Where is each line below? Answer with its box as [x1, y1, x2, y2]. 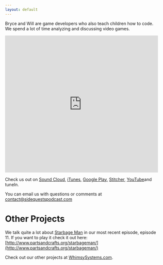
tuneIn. [5, 181, 19, 188]
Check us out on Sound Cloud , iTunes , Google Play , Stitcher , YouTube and [5, 176, 152, 182]
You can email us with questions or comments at [5, 191, 102, 197]
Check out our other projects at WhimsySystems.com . [5, 254, 113, 260]
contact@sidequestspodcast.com [5, 196, 73, 202]
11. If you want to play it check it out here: [5, 234, 88, 240]
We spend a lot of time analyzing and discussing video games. [5, 25, 130, 32]
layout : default [5, 7, 38, 12]
